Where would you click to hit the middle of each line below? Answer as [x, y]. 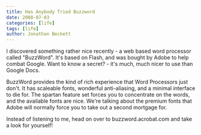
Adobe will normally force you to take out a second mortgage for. [87, 107]
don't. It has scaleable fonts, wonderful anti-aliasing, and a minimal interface [101, 88]
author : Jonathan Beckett [38, 34]
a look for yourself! [29, 125]
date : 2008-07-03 [28, 17]
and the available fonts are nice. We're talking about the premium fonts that [99, 101]
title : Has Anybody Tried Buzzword [51, 12]
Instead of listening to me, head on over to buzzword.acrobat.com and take [99, 119]
